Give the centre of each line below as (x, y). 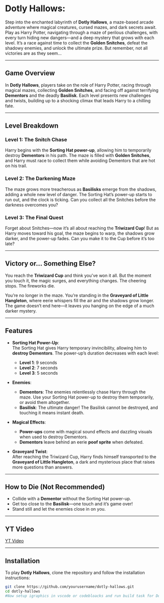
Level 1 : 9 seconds (38, 362)
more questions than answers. (42, 467)
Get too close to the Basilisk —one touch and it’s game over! (72, 504)
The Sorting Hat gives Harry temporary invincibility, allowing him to (80, 348)
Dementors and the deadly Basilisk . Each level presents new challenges (78, 95)
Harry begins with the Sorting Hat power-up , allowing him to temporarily (78, 150)
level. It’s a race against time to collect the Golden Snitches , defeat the (76, 43)
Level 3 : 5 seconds (39, 373)
